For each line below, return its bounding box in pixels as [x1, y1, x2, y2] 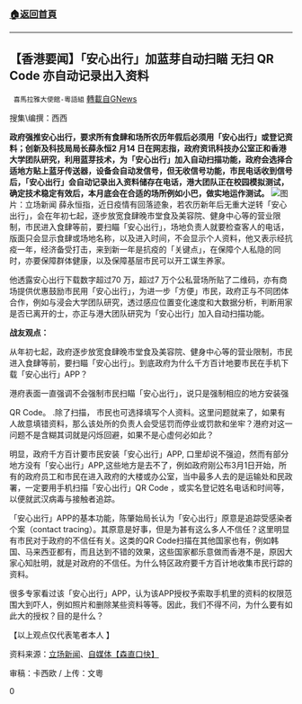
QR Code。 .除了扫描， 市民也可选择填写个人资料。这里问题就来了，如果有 [9, 407, 286, 418]
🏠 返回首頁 [9, 7, 58, 20]
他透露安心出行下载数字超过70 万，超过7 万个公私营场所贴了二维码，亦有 [9, 274, 280, 285]
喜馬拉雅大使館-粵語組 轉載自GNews [13, 94, 138, 104]
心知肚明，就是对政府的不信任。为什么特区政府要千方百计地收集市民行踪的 [16, 557, 293, 568]
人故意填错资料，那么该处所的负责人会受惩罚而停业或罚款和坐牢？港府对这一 [9, 418, 293, 429]
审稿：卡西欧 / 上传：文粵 [9, 668, 103, 679]
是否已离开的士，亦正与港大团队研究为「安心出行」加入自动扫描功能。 [9, 308, 270, 319]
